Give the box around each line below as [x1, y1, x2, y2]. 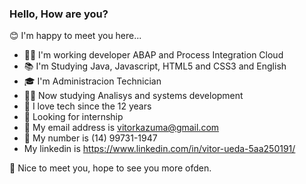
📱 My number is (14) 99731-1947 [23, 132, 158, 144]
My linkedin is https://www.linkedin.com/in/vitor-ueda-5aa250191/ [23, 143, 296, 155]
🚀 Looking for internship [23, 111, 124, 123]
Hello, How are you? [9, 7, 109, 21]
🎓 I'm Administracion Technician [23, 75, 162, 87]
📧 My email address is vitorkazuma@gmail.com [23, 122, 220, 134]
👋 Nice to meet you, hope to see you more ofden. [9, 162, 212, 174]
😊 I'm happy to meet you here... [9, 30, 142, 42]
